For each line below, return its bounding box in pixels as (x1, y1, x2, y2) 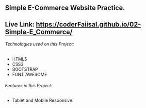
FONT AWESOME (12, 71, 48, 77)
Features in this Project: (5, 82, 52, 88)
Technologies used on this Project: (5, 41, 74, 47)
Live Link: (5, 20, 35, 28)
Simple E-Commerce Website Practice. (5, 4, 125, 12)
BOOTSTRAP (12, 66, 38, 72)
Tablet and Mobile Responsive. (12, 97, 74, 103)
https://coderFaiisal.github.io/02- (36, 20, 141, 28)
